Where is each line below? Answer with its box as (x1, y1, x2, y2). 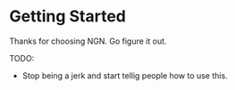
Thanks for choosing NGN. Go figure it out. (9, 36, 167, 46)
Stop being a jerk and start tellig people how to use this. (21, 70, 228, 81)
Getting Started (9, 6, 127, 27)
